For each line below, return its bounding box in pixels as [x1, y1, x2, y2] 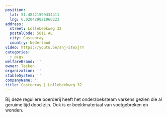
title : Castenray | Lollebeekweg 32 [5, 82, 82, 87]
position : [5, 7, 26, 13]
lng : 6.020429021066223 [10, 17, 59, 22]
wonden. [5, 107, 24, 113]
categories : [5, 49, 30, 54]
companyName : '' [5, 78, 39, 83]
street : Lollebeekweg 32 [10, 26, 62, 31]
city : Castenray [10, 36, 44, 41]
